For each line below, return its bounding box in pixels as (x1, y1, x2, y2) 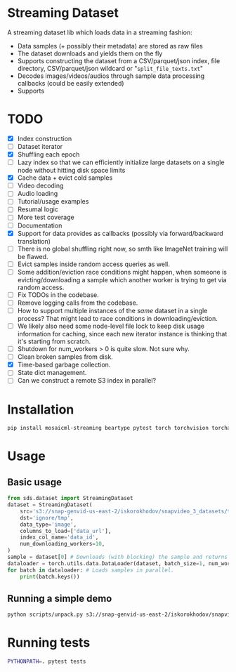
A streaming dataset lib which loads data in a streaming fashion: (7, 28, 193, 37)
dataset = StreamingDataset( (7, 501, 93, 508)
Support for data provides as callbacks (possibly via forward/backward (17, 229, 223, 237)
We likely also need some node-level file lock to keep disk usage (17, 322, 205, 330)
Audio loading (17, 190, 58, 198)
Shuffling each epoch (17, 150, 80, 159)
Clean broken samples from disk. (17, 353, 114, 361)
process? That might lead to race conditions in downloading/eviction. (17, 315, 218, 322)
